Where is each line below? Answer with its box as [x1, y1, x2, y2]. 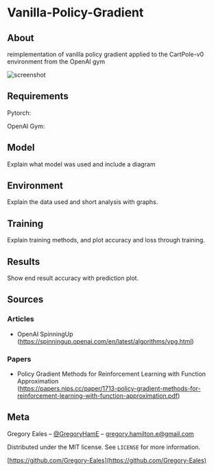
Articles [7, 314, 34, 324]
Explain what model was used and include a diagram [7, 160, 156, 168]
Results [7, 255, 40, 268]
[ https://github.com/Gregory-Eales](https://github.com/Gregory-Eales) [7, 456, 207, 464]
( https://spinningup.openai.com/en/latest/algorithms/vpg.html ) [16, 337, 194, 345]
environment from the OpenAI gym [7, 58, 105, 66]
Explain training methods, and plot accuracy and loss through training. [7, 236, 206, 244]
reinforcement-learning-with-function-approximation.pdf [16, 392, 178, 400]
